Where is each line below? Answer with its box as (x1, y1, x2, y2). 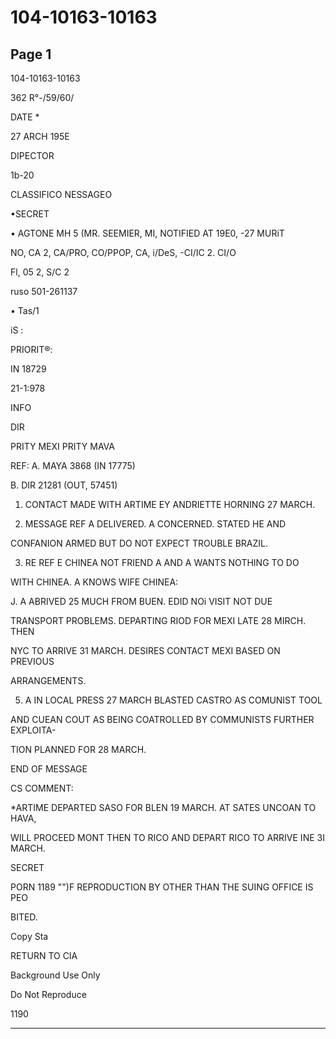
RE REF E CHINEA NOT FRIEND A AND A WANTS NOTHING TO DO (24, 557, 300, 568)
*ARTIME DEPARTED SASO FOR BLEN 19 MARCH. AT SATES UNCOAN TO (10, 802, 317, 813)
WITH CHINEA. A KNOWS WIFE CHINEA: (10, 576, 179, 588)
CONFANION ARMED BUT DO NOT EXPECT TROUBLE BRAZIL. (10, 537, 268, 549)
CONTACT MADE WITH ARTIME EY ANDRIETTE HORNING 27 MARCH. (24, 499, 316, 510)
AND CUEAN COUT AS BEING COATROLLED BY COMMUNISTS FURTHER (10, 714, 315, 725)
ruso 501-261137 (10, 286, 78, 297)
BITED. (10, 911, 38, 923)
